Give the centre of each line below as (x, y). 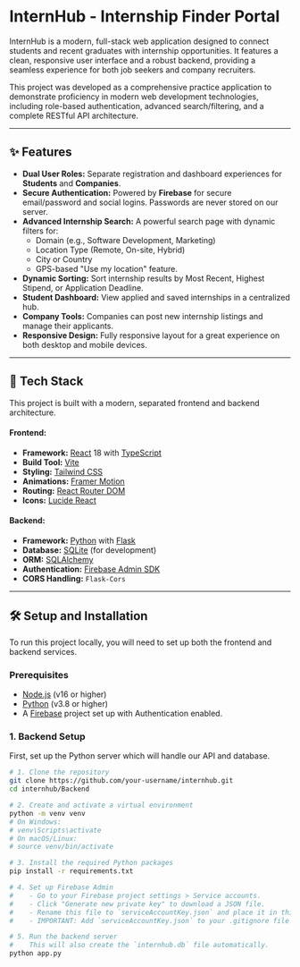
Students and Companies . (71, 183)
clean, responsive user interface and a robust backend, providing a (133, 60)
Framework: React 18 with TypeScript (92, 453)
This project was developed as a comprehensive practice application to (141, 87)
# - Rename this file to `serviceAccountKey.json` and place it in (143, 912)
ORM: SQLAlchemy (58, 559)
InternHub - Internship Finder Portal (145, 17)
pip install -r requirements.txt (71, 871)
